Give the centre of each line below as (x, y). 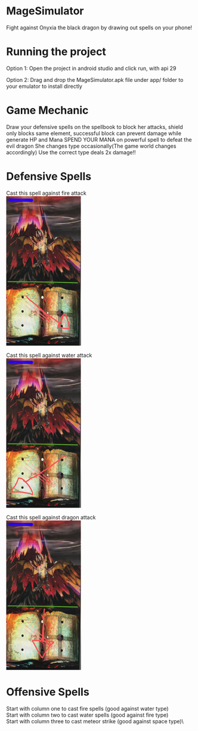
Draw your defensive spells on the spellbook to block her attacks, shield (95, 127)
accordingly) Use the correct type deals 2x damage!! (71, 152)
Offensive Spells (48, 692)
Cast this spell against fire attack (46, 193)
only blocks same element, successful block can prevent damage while (94, 133)
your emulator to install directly (44, 86)
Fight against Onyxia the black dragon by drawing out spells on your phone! (99, 27)
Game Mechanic (47, 110)
